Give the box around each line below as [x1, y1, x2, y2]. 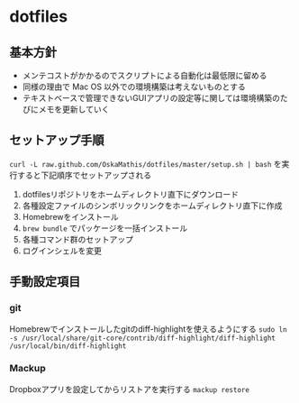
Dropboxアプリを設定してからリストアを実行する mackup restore [9, 383, 250, 394]
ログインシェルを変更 [22, 245, 102, 256]
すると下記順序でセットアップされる [16, 169, 151, 180]
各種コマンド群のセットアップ [22, 234, 133, 244]
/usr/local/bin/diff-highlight [9, 341, 127, 351]
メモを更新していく [38, 104, 110, 114]
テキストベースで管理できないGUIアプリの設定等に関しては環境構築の [22, 93, 281, 103]
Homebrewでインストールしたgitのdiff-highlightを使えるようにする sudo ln [9, 323, 287, 334]
